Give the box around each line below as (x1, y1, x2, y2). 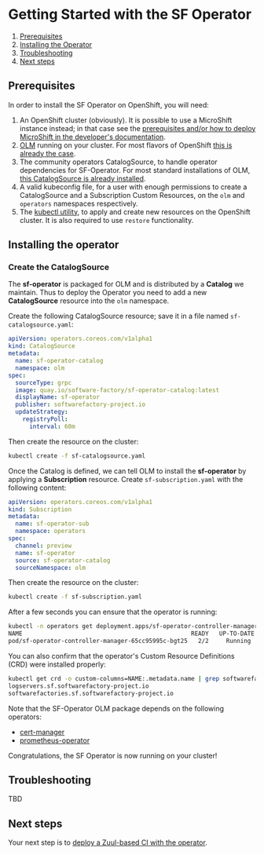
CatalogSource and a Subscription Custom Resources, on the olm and (19, 190, 245, 199)
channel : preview (15, 542, 72, 550)
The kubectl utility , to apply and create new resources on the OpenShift (19, 206, 251, 217)
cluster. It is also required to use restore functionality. (19, 215, 194, 225)
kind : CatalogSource (8, 342, 76, 350)
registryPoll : (22, 415, 68, 423)
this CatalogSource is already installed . (19, 174, 146, 183)
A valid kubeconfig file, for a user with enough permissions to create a (19, 182, 247, 192)
